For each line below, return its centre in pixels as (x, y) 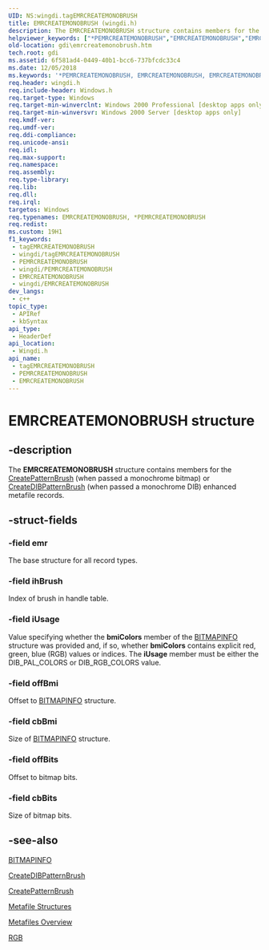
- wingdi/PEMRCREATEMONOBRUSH (62, 269)
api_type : (25, 329)
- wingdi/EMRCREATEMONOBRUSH (60, 284)
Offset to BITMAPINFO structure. (62, 701)
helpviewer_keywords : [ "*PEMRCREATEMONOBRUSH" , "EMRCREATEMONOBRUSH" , (127, 38)
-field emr (28, 543)
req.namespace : (34, 165)
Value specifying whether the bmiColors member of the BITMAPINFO (123, 637)
